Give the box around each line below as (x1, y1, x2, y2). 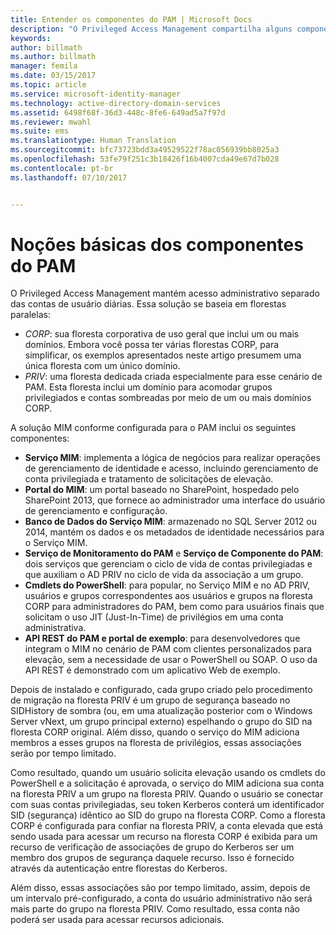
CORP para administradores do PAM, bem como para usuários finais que (24, 601, 325, 613)
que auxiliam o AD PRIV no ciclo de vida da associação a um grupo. (24, 569, 304, 581)
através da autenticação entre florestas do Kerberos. (10, 862, 228, 875)
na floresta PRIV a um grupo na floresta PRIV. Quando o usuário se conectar (10, 788, 324, 800)
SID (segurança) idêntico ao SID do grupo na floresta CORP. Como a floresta (10, 809, 326, 821)
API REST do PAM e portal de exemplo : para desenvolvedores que (24, 632, 301, 645)
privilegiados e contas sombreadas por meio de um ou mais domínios (24, 392, 312, 404)
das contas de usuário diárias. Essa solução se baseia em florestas (10, 298, 287, 310)
